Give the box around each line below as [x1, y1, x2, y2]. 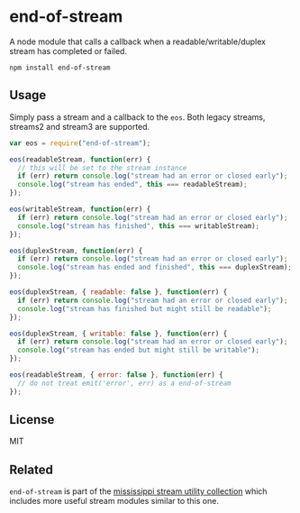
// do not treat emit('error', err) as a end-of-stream [17, 379, 232, 388]
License [9, 412, 55, 427]
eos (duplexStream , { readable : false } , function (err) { [9, 288, 228, 297]
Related [9, 462, 54, 477]
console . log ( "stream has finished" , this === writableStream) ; [17, 221, 259, 231]
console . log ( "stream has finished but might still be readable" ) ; [17, 304, 272, 313]
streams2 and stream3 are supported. [9, 121, 150, 132]
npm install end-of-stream [9, 63, 111, 72]
